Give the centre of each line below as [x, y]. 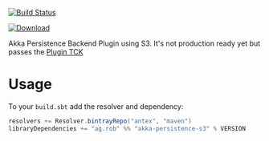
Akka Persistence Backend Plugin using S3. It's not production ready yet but [134, 43]
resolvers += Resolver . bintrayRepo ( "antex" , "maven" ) [100, 121]
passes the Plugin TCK [46, 52]
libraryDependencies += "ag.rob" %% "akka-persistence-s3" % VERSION [127, 128]
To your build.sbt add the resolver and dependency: [96, 106]
